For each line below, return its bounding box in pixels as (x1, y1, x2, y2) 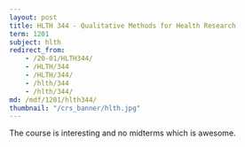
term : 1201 (9, 29, 50, 38)
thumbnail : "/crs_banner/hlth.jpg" (9, 104, 141, 112)
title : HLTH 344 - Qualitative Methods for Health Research (9, 21, 237, 30)
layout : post (9, 12, 58, 22)
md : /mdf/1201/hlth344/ (9, 95, 98, 104)
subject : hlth (9, 37, 62, 47)
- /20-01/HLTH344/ (25, 54, 93, 63)
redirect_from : (9, 46, 66, 55)
